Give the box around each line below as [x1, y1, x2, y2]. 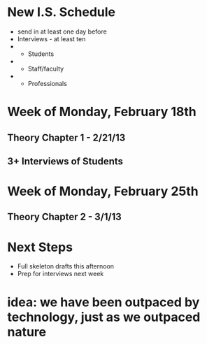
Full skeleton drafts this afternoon [17, 262, 114, 271]
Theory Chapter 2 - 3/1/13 [7, 211, 122, 223]
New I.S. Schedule [7, 4, 116, 20]
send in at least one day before [17, 27, 107, 36]
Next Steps [7, 239, 73, 255]
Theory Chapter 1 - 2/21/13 [7, 131, 126, 143]
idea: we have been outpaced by [7, 294, 200, 310]
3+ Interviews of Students [7, 155, 124, 167]
